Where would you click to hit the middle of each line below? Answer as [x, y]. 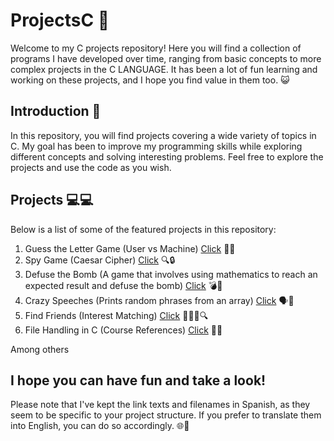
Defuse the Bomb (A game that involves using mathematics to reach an [171, 274]
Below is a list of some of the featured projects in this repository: [143, 229]
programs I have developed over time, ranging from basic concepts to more [166, 58]
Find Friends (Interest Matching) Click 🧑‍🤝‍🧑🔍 [116, 315]
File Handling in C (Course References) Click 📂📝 [123, 330]
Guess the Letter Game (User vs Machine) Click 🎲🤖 [130, 248]
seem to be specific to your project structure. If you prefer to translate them [166, 415]
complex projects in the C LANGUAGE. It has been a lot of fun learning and [164, 69]
